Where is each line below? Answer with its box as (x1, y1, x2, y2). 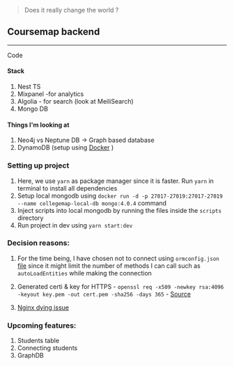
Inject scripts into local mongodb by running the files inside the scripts (17, 206, 221, 214)
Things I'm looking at (7, 120, 70, 129)
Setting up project (7, 161, 70, 170)
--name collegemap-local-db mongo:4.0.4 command (17, 198, 167, 207)
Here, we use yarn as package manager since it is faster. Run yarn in (17, 177, 214, 185)
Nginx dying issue (17, 303, 70, 312)
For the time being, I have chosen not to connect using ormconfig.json (17, 254, 219, 262)
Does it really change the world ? (24, 6, 119, 14)
